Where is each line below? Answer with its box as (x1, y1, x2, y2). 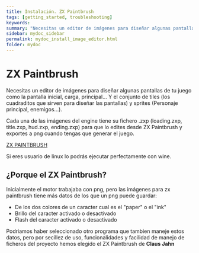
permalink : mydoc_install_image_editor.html (6, 36, 118, 42)
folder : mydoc (6, 42, 41, 48)
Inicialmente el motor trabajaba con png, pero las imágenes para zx (6, 185, 171, 193)
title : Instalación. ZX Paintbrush (6, 8, 94, 15)
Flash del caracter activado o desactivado (14, 216, 117, 223)
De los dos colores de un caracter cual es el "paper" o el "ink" (14, 203, 167, 210)
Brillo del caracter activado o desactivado (14, 210, 117, 217)
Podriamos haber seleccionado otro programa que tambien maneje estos (6, 228, 185, 235)
